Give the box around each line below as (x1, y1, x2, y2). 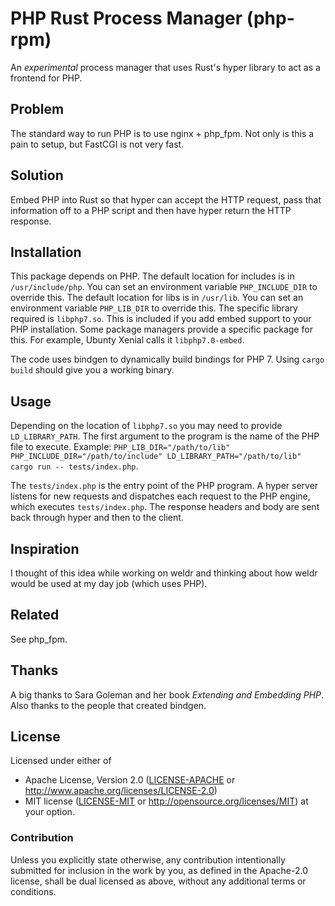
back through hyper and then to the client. (10, 512, 184, 524)
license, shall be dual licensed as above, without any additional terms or (10, 875, 307, 887)
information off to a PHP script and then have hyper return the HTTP (10, 204, 292, 216)
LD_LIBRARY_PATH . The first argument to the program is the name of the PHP (10, 430, 320, 442)
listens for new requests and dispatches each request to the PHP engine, (10, 490, 311, 502)
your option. (24, 806, 75, 818)
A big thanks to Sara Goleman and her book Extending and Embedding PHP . (10, 688, 325, 701)
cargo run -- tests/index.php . (10, 460, 139, 472)
